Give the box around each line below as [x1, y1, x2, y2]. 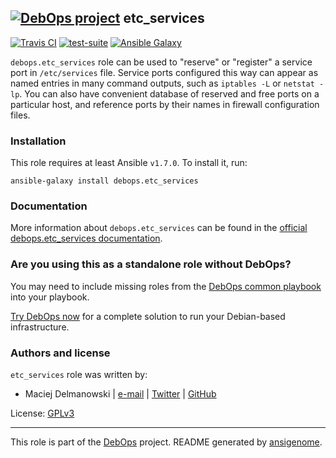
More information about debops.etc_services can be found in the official [10, 222, 308, 234]
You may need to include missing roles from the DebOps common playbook [10, 280, 322, 292]
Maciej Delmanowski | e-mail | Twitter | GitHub [24, 388, 217, 400]
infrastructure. [10, 321, 70, 333]
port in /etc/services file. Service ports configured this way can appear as [10, 66, 319, 78]
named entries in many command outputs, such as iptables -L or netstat [10, 77, 315, 89]
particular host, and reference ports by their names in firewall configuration [10, 98, 320, 110]
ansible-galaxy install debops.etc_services [10, 176, 199, 186]
